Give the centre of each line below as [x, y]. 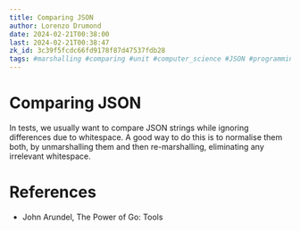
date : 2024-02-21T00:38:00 [59, 34]
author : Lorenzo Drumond [55, 26]
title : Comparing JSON [51, 17]
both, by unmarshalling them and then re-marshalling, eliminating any [137, 146]
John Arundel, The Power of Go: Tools [92, 217]
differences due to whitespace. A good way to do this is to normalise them [146, 137]
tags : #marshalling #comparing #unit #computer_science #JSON [127, 59]
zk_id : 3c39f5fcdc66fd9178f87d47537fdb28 [87, 51]
